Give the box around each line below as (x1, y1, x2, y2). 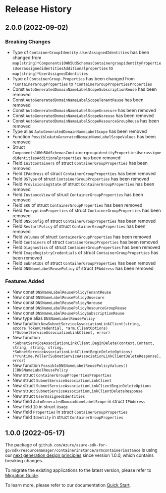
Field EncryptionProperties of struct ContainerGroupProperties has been (12, 207, 161, 213)
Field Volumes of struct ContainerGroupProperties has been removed (12, 234, 152, 240)
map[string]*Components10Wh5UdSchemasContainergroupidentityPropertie (12, 61, 162, 65)
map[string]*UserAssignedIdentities (12, 71, 88, 76)
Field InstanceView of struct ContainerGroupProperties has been (12, 191, 144, 197)
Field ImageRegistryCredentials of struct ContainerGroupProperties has (12, 249, 159, 255)
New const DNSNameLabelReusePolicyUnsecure (12, 294, 105, 301)
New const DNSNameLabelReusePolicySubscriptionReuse (12, 310, 125, 316)
